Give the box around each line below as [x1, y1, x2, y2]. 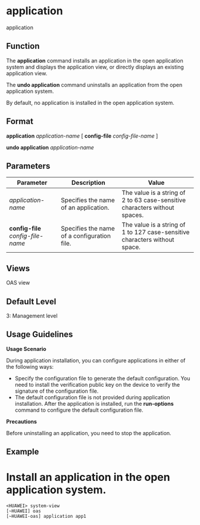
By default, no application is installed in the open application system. [6, 99, 174, 106]
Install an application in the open [6, 471, 171, 484]
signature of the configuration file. [14, 387, 99, 394]
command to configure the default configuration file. [14, 406, 144, 414]
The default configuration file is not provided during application [14, 393, 171, 400]
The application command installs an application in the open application [6, 57, 183, 64]
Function [6, 41, 40, 51]
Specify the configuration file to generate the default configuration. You [14, 374, 190, 382]
